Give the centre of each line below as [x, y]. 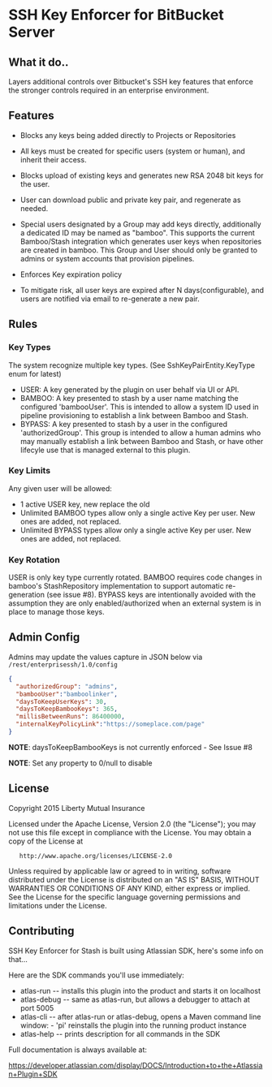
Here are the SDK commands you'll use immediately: [96, 975]
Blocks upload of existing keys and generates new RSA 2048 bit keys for [142, 175]
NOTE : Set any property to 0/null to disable [80, 763]
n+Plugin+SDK [33, 1074]
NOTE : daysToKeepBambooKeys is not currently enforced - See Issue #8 [131, 747]
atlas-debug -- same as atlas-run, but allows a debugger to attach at [135, 999]
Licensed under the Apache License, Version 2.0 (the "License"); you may [132, 824]
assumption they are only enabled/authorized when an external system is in [135, 603]
